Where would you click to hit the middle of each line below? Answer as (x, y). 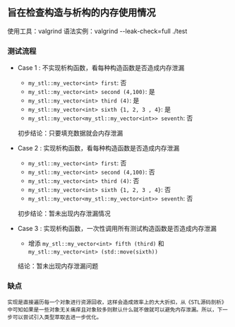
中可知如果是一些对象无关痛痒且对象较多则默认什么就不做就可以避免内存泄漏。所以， (112, 310)
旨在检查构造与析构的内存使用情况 (82, 13)
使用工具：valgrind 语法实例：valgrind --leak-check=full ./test (97, 31)
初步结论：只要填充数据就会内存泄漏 (70, 133)
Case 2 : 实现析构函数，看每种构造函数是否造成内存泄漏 (98, 148)
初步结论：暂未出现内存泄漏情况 (64, 213)
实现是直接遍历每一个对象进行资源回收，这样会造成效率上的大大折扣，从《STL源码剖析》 (117, 302)
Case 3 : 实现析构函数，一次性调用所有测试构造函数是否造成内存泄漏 (117, 229)
